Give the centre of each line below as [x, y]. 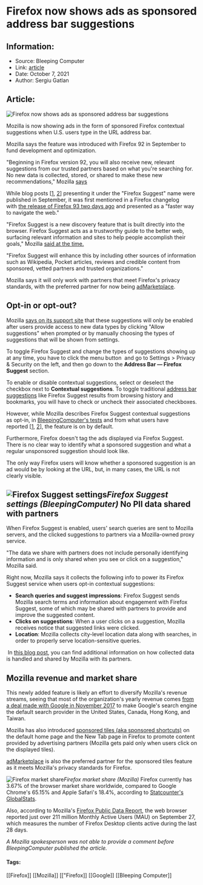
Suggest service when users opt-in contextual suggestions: [81, 584]
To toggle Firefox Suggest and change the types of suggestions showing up [101, 351]
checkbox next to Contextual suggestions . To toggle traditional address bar [101, 389]
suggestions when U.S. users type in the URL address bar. [79, 132]
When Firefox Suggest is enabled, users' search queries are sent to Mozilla [100, 528]
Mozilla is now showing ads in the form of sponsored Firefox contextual [95, 126]
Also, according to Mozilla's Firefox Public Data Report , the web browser [97, 810]
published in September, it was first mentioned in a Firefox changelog [93, 200]
